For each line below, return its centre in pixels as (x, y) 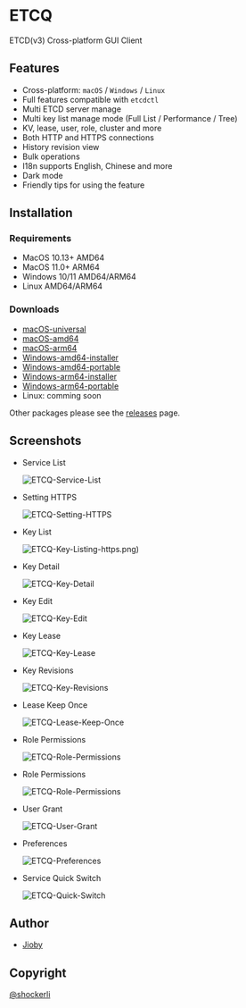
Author (29, 923)
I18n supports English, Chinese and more (97, 165)
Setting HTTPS (49, 497)
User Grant (42, 809)
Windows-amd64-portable (71, 366)
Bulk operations (51, 156)
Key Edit (37, 601)
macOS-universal (54, 329)
